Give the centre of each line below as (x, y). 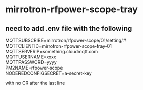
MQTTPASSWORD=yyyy (31, 62)
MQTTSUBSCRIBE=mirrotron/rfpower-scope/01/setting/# (66, 40)
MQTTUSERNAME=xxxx (31, 57)
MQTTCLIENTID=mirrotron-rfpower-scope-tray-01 (58, 46)
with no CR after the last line (35, 83)
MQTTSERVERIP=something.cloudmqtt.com (52, 51)
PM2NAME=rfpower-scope (34, 68)
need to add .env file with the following (69, 28)
